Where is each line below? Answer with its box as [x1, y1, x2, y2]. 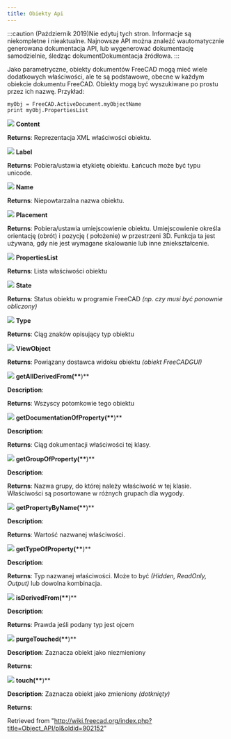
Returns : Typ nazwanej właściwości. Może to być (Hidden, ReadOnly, [7, 571, 207, 580]
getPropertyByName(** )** [15, 503, 95, 511]
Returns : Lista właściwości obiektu [7, 267, 108, 275]
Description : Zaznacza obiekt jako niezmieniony [7, 648, 146, 656]
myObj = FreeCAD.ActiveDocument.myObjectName [7, 100, 141, 108]
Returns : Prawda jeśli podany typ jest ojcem [7, 620, 134, 628]
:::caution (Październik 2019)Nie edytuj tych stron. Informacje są [7, 29, 191, 38]
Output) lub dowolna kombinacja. [7, 579, 102, 587]
